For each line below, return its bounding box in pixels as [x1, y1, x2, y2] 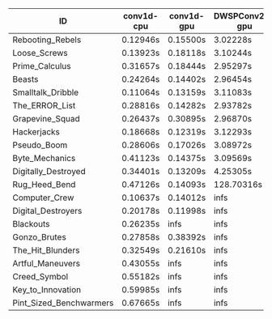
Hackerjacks [12, 126, 61, 137]
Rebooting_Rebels [12, 34, 82, 45]
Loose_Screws [12, 48, 69, 58]
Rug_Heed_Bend [12, 179, 76, 189]
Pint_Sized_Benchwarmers [12, 297, 114, 308]
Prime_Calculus [12, 61, 71, 71]
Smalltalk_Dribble [12, 87, 79, 98]
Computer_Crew [12, 192, 74, 203]
